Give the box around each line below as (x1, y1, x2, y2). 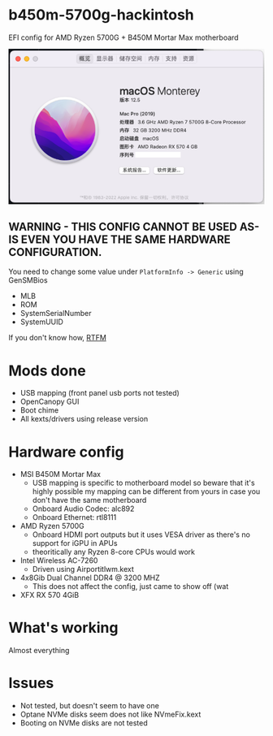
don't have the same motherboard (32, 496, 147, 505)
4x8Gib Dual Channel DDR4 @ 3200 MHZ (19, 573, 160, 582)
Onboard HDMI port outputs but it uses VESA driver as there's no (32, 530, 250, 539)
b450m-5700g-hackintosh (8, 6, 195, 24)
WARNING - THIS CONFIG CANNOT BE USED (8, 219, 238, 233)
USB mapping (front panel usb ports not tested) (19, 388, 180, 398)
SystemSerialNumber (19, 309, 92, 318)
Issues (8, 674, 54, 692)
